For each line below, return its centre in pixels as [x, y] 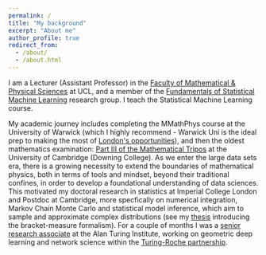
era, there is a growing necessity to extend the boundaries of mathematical [131, 166]
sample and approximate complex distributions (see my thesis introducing [129, 217]
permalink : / [30, 16]
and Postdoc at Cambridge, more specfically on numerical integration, [123, 199]
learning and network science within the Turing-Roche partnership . [118, 242]
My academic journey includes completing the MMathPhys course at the [127, 124]
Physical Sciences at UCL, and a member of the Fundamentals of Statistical [132, 91]
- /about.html [39, 61]
